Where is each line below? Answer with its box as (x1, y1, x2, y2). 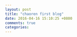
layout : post (5, 7, 31, 12)
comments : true (5, 20, 36, 25)
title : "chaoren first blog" (5, 12, 64, 16)
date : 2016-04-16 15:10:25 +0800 (5, 16, 73, 21)
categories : (5, 25, 29, 30)
